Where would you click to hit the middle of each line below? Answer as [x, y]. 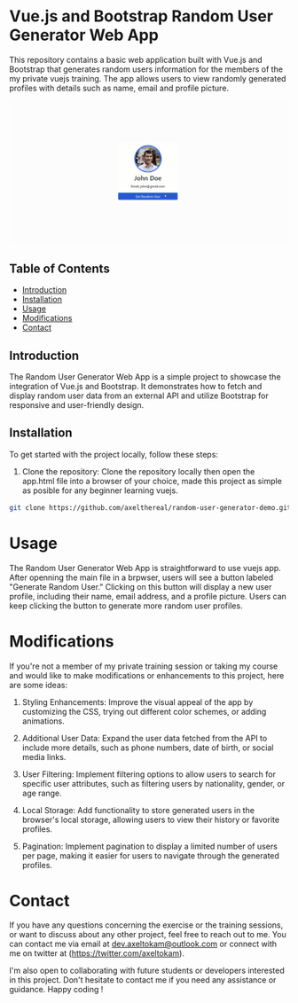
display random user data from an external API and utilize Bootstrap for [139, 396]
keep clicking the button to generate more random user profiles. [126, 606]
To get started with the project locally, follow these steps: [114, 454]
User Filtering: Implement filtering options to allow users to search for [149, 774]
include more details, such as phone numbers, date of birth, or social [148, 748]
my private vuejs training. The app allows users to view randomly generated [148, 78]
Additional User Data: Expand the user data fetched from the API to [145, 738]
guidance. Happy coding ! [56, 990]
